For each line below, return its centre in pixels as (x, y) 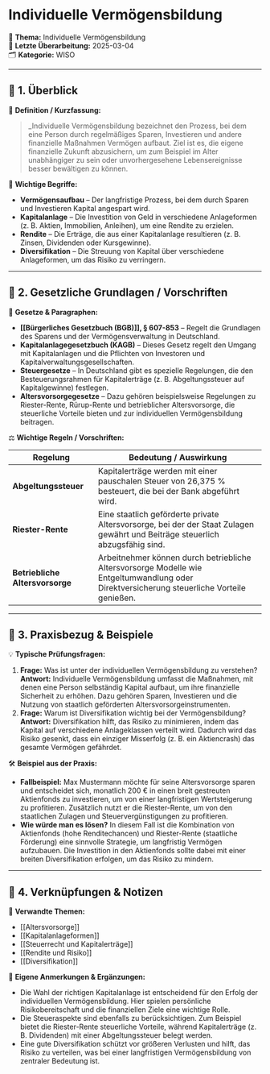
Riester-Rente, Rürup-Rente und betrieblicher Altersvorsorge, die (127, 404)
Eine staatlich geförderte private (158, 514)
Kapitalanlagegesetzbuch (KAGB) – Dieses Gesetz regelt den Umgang (138, 345)
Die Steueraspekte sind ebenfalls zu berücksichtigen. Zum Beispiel (131, 1018)
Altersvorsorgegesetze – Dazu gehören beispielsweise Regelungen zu (137, 396)
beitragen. (37, 421)
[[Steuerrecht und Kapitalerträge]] (76, 944)
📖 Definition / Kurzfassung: (55, 110)
